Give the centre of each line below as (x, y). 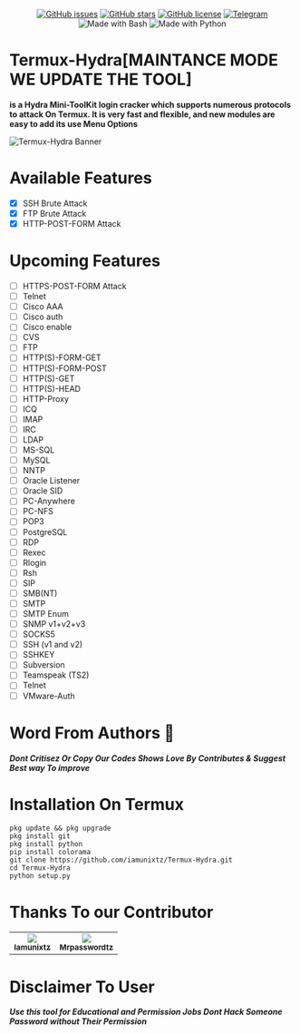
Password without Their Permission (78, 1021)
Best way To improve (50, 767)
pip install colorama (50, 853)
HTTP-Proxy (46, 398)
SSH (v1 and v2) (53, 645)
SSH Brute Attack (55, 203)
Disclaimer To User (82, 986)
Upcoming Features (85, 261)
